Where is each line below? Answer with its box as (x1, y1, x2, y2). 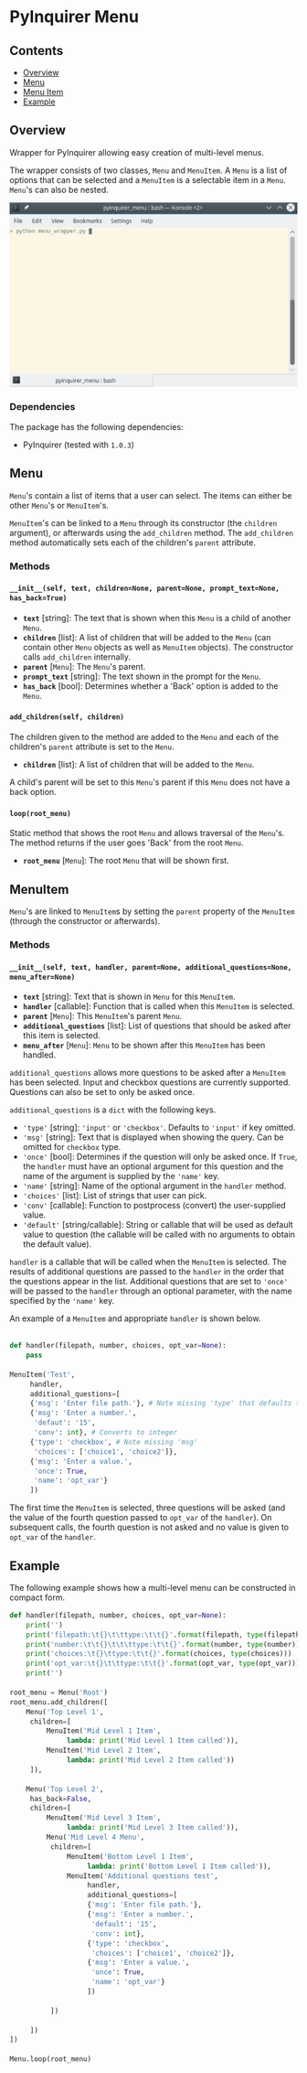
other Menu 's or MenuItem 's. (9, 499, 110, 510)
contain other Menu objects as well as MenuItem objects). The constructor (22, 641, 294, 652)
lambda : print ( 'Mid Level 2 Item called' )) (67, 1756, 235, 1765)
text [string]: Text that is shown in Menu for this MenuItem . (22, 991, 236, 1003)
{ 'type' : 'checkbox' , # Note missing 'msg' (29, 1437, 198, 1446)
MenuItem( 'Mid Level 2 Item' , (46, 1745, 162, 1756)
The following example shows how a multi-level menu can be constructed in (9, 1582, 296, 1593)
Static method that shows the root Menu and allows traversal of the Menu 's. (9, 828, 285, 839)
